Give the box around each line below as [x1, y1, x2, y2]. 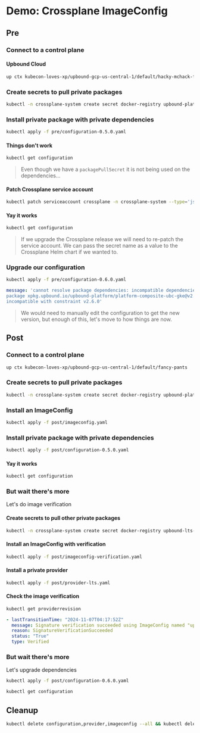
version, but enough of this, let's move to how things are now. [20, 316, 173, 323]
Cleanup [6, 705, 39, 715]
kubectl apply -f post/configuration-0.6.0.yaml [6, 678, 129, 684]
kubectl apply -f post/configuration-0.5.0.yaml [6, 447, 129, 453]
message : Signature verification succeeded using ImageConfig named [11, 622, 185, 628]
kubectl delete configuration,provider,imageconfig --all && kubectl [6, 720, 183, 727]
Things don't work [6, 142, 52, 149]
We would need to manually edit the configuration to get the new [20, 309, 180, 316]
